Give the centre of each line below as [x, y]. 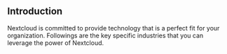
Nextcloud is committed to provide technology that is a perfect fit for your [113, 28]
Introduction [35, 11]
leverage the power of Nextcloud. [56, 43]
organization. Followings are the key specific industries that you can [105, 35]
